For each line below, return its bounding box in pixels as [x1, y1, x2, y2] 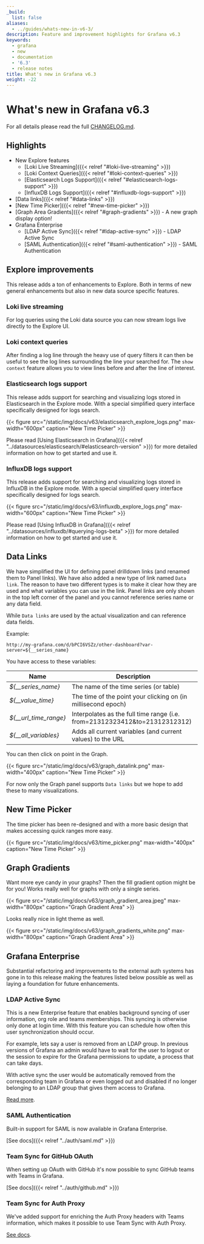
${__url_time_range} [9, 713, 66, 722]
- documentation [12, 54, 53, 60]
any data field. [6, 600, 42, 607]
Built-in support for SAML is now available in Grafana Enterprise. [6, 1125, 168, 1132]
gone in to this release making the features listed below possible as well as [6, 974, 193, 981]
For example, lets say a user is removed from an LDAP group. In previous [6, 1040, 189, 1048]
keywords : [6, 37, 32, 43]
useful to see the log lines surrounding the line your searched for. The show [6, 358, 193, 365]
